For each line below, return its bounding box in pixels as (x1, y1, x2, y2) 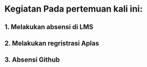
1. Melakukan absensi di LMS (4, 23, 94, 31)
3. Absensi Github (4, 56, 60, 64)
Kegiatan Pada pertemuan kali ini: (4, 3, 143, 15)
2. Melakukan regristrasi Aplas (4, 39, 99, 47)
